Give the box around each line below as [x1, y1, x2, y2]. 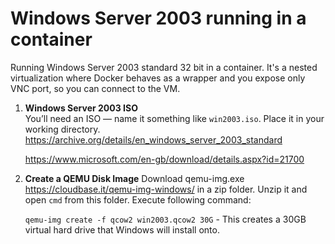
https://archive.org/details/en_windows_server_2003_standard [24, 133, 283, 146]
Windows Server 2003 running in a [10, 7, 307, 30]
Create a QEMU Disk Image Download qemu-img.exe [24, 172, 245, 184]
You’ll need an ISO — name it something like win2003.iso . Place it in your [24, 112, 325, 124]
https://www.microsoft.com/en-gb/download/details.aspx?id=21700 [24, 153, 305, 165]
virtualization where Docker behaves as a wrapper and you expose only [10, 72, 306, 84]
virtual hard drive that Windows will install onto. [24, 223, 220, 236]
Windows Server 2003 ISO [24, 102, 138, 114]
